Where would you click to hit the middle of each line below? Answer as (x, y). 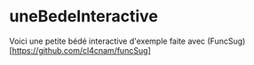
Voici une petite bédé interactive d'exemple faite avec (107, 41)
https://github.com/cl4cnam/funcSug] (81, 50)
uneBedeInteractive (83, 16)
